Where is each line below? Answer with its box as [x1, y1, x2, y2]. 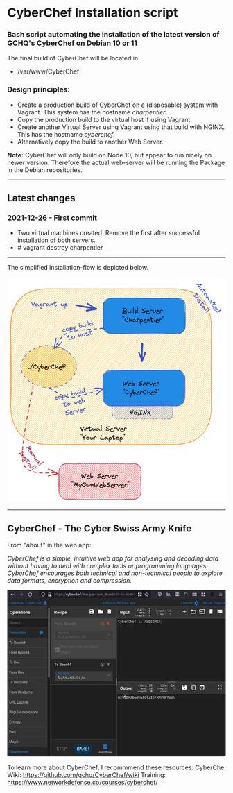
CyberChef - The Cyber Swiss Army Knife [7, 522, 192, 534]
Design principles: [7, 85, 71, 94]
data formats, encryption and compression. [7, 577, 132, 585]
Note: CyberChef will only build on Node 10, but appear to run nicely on [7, 151, 212, 159]
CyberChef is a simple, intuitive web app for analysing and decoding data [7, 554, 219, 563]
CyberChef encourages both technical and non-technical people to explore [7, 569, 223, 577]
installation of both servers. [17, 236, 96, 244]
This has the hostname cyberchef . [17, 130, 116, 138]
